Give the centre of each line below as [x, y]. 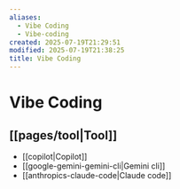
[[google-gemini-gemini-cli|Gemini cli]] [94, 166]
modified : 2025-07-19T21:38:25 [67, 51]
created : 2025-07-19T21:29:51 [65, 42]
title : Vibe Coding [45, 59]
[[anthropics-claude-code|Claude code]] [97, 175]
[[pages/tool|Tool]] [63, 135]
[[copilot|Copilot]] [55, 157]
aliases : [25, 17]
